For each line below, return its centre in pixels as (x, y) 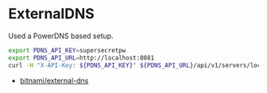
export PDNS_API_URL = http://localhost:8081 (81, 58)
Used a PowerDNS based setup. (61, 36)
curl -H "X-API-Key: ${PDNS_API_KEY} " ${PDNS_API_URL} (101, 65)
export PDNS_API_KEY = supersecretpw (67, 50)
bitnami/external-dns (54, 80)
